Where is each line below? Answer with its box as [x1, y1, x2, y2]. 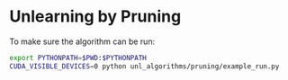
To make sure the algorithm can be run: [9, 36, 156, 47]
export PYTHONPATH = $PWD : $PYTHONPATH [9, 53, 147, 62]
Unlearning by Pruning [9, 6, 182, 27]
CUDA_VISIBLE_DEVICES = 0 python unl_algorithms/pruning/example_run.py [9, 61, 280, 71]
